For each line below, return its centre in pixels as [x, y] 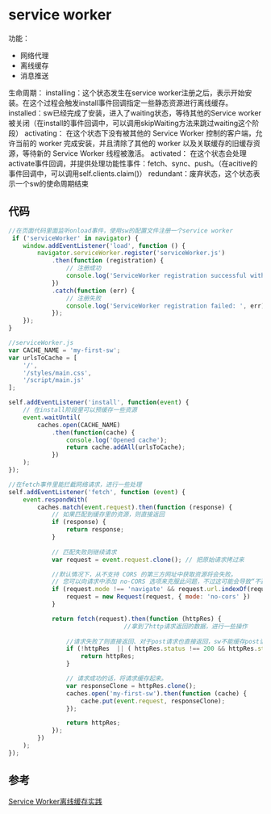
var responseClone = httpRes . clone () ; [131, 686]
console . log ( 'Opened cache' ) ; [117, 440]
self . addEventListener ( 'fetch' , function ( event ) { [97, 492]
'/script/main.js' [54, 380]
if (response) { [79, 522]
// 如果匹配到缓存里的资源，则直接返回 [108, 514]
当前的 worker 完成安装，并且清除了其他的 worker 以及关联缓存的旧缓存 [134, 143]
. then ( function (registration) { [107, 261]
